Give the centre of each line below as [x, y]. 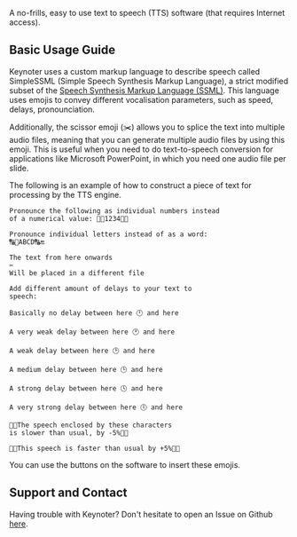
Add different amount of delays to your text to [101, 288]
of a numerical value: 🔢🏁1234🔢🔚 [69, 218]
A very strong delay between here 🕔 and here [96, 407]
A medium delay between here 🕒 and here [86, 369]
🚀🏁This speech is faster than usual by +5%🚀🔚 [94, 448]
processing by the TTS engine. [66, 194]
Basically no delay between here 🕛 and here [94, 313]
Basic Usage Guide [63, 50]
